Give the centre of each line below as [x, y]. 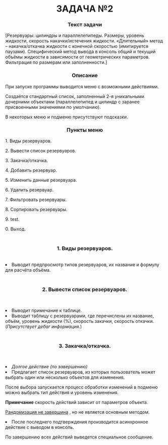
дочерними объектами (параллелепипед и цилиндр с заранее [72, 102]
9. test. [12, 219]
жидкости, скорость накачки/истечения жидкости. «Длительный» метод [84, 41]
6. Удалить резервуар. [30, 190]
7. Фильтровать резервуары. [36, 200]
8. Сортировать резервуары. [36, 210]
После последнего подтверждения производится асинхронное [80, 422]
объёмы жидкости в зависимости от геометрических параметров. [77, 57]
